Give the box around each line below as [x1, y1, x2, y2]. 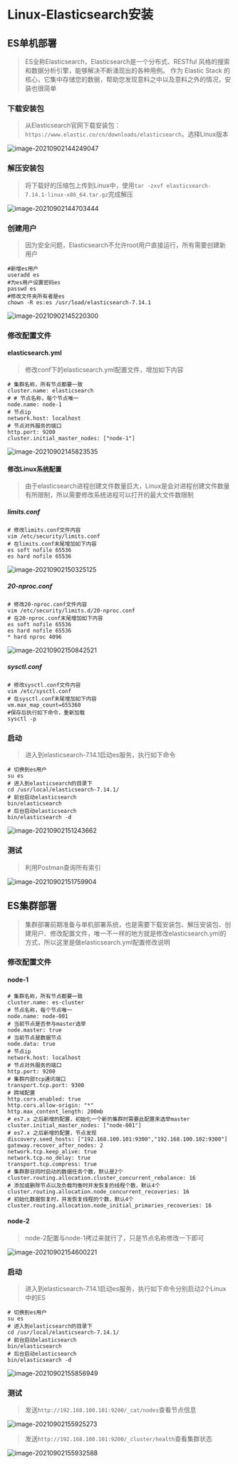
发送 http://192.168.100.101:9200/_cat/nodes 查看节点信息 [24, 1406, 197, 1414]
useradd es [7, 271, 40, 279]
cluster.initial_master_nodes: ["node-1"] [7, 435, 135, 442]
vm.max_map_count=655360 [7, 702, 81, 709]
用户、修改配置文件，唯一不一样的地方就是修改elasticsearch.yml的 [31, 929, 227, 938]
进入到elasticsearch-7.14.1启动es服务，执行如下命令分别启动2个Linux [24, 1284, 227, 1293]
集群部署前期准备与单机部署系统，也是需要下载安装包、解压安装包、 [24, 920, 225, 928]
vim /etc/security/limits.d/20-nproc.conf [7, 607, 135, 615]
